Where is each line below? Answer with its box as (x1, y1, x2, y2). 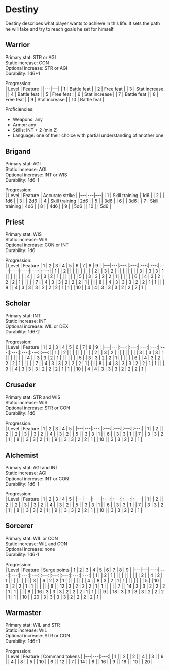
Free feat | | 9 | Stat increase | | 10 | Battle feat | (5, 96, 105, 102)
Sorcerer (5, 522, 34, 531)
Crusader (5, 380, 36, 389)
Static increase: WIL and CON (5, 541, 67, 547)
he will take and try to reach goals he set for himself (5, 25, 114, 32)
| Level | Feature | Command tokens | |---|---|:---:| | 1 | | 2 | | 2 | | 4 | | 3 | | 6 (5, 653, 164, 660)
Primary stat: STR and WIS (5, 394, 61, 400)
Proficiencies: (5, 106, 34, 113)
